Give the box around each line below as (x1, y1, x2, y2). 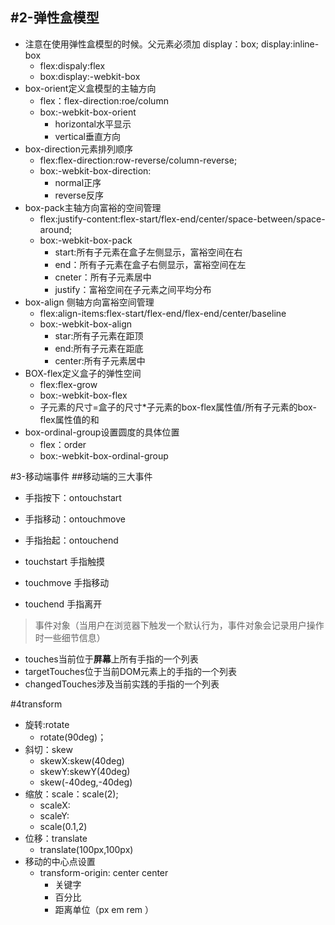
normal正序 (54, 176, 102, 188)
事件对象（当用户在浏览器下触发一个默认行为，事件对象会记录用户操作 (34, 619, 325, 631)
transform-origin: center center (39, 866, 169, 878)
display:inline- (261, 38, 320, 50)
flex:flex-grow (39, 378, 98, 390)
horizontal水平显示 (54, 118, 132, 130)
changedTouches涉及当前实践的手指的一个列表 (24, 678, 220, 690)
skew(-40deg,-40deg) (39, 776, 133, 788)
